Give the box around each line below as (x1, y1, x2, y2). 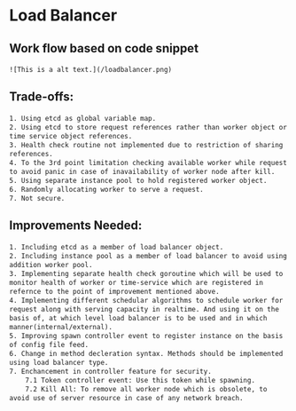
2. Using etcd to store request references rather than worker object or (9, 123, 288, 131)
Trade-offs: (9, 90, 74, 105)
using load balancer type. (9, 358, 109, 367)
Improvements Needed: (9, 218, 143, 233)
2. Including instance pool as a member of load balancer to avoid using (9, 251, 288, 260)
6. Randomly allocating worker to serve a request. (9, 185, 204, 194)
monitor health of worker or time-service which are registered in (9, 278, 264, 287)
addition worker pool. (9, 260, 93, 269)
